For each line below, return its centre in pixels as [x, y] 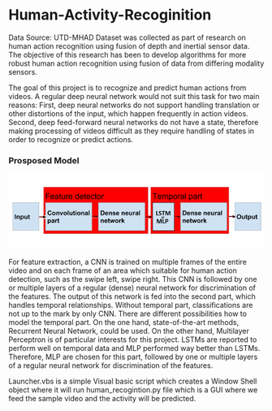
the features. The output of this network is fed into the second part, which [132, 296]
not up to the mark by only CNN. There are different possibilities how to [128, 314]
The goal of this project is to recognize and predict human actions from [127, 88]
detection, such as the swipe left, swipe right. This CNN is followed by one [133, 279]
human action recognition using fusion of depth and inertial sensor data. [129, 45]
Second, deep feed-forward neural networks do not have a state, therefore [134, 122]
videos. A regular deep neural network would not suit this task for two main [134, 96]
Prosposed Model [44, 160]
